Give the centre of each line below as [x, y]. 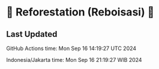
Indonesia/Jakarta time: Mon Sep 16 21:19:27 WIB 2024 [74, 60]
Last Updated [32, 34]
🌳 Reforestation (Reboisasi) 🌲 [80, 12]
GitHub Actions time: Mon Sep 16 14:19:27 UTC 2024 [71, 48]
